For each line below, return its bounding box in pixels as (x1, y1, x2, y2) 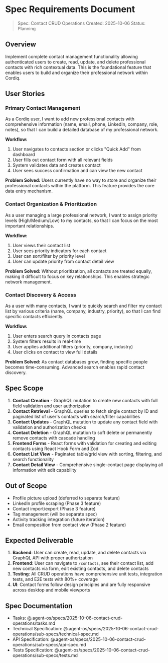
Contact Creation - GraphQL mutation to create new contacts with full (12, 397, 158, 403)
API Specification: (12, 636, 50, 642)
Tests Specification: (12, 647, 54, 653)
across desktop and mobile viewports (12, 587, 90, 593)
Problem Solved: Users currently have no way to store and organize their (5, 177, 157, 183)
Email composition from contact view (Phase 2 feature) (12, 522, 126, 528)
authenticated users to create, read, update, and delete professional (5, 59, 146, 65)
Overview (5, 40, 37, 49)
